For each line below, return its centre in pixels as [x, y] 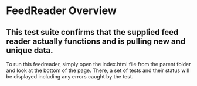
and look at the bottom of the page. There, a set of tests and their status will [98, 70]
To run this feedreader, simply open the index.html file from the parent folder [98, 64]
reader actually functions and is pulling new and [96, 41]
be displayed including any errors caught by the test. [70, 76]
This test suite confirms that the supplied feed [92, 32]
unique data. [30, 50]
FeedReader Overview [62, 11]
